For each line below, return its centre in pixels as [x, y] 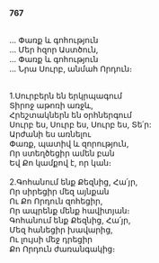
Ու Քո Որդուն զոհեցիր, [56, 201]
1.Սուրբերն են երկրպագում [66, 95]
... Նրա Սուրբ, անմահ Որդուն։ [71, 68]
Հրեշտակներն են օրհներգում [71, 115]
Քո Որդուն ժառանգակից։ [62, 249]
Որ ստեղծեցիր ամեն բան [62, 153]
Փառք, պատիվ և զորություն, [69, 144]
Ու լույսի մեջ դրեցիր [51, 239]
